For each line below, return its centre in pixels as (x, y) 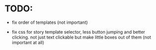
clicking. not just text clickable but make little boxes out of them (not (81, 37)
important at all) (28, 42)
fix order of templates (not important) (50, 22)
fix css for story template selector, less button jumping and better (78, 32)
